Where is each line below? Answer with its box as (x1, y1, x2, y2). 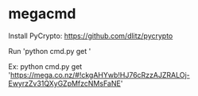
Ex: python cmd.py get (8, 61, 83, 71)
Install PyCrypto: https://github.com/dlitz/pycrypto (8, 31, 173, 40)
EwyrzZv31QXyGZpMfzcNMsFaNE (8, 79, 121, 88)
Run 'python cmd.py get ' (8, 46, 91, 56)
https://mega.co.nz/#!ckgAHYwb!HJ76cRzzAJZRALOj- (10, 70, 191, 79)
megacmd (8, 5, 76, 23)
